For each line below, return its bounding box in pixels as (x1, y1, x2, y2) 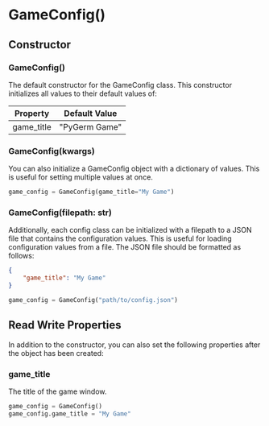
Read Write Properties (8, 318, 122, 332)
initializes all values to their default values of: (8, 89, 157, 98)
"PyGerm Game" (59, 121, 122, 132)
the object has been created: (8, 348, 104, 358)
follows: (8, 251, 35, 261)
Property (14, 107, 50, 118)
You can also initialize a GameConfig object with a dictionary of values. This (8, 163, 260, 174)
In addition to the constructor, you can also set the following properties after (8, 340, 261, 349)
